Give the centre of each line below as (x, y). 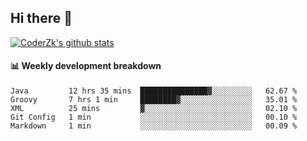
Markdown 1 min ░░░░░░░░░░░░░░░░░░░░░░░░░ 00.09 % (154, 126)
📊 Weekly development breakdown (86, 66)
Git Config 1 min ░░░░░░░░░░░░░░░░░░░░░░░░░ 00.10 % (154, 117)
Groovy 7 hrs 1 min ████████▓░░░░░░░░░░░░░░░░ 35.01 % (154, 100)
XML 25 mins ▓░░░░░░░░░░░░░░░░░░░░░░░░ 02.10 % (154, 109)
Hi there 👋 (41, 18)
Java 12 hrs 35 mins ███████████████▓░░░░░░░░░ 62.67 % (154, 91)
